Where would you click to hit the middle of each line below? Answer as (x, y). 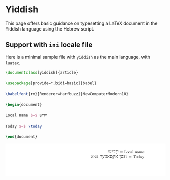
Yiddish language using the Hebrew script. (50, 28)
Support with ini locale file (49, 45)
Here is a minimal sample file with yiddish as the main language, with (78, 57)
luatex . (13, 63)
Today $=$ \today (24, 126)
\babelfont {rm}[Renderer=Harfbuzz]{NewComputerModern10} (67, 94)
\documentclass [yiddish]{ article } (42, 72)
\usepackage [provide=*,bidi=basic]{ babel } (51, 83)
